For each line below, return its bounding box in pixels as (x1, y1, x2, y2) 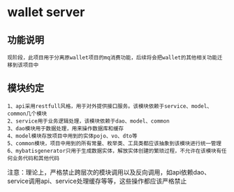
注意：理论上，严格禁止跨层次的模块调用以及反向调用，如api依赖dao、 (7, 167, 211, 176)
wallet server (7, 4, 85, 20)
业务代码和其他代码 (12, 155, 59, 162)
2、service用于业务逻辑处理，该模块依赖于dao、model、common (7, 117, 170, 125)
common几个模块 (7, 110, 47, 117)
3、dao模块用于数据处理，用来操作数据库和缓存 (7, 125, 124, 132)
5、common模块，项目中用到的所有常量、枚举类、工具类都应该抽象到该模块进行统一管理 (7, 139, 222, 147)
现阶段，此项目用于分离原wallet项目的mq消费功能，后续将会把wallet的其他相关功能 (7, 54, 218, 61)
